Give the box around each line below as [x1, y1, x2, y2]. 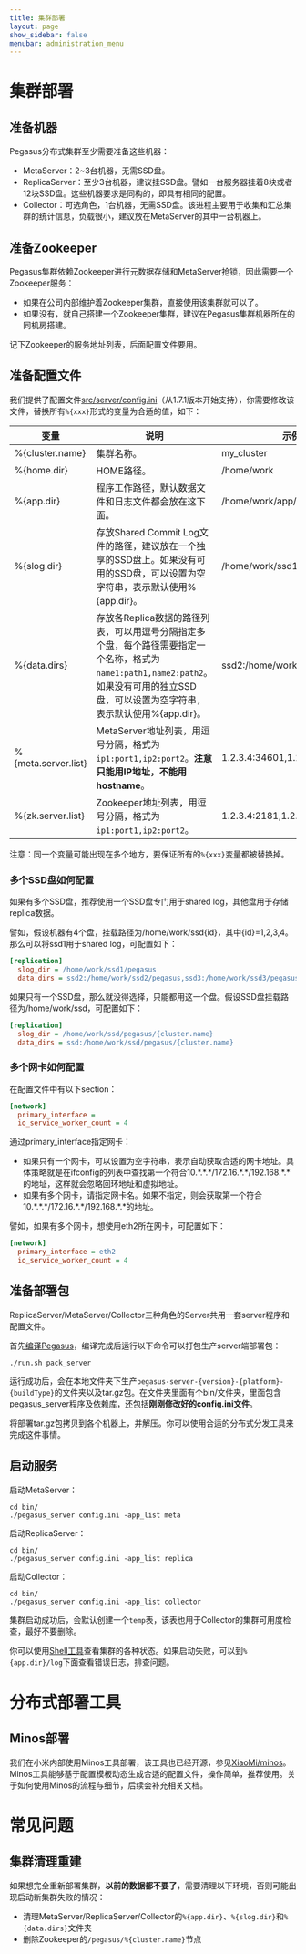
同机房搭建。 [22, 320, 71, 331]
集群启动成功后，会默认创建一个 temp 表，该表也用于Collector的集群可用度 [9, 1614, 284, 1625]
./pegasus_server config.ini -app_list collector [9, 1597, 202, 1606]
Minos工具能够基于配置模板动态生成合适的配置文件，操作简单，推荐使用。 [9, 1768, 289, 1779]
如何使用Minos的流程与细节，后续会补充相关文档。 [16, 1780, 209, 1791]
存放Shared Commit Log [96, 525, 200, 538]
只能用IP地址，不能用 [96, 765, 188, 778]
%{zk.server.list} [14, 809, 85, 822]
